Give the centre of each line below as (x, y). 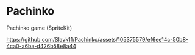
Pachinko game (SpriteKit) (39, 28)
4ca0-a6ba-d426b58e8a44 (41, 46)
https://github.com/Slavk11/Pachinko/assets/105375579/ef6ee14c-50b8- (97, 39)
